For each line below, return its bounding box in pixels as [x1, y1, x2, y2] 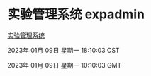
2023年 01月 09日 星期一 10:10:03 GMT [7, 61, 122, 69]
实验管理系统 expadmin [7, 6, 145, 23]
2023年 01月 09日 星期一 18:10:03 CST [7, 46, 120, 54]
